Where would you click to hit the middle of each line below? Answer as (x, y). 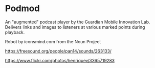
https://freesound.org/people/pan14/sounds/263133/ (58, 51)
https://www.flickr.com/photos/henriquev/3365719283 (60, 60)
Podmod (22, 8)
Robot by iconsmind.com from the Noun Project (53, 41)
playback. (15, 32)
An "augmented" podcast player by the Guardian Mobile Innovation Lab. (77, 22)
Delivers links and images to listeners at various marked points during (75, 27)
